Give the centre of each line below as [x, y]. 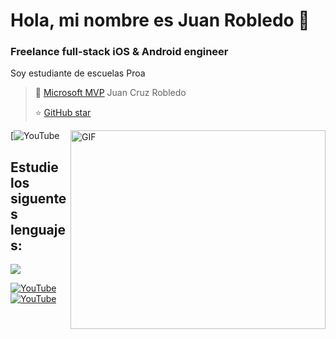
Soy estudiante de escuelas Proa [78, 73]
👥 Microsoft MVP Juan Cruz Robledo [110, 93]
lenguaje [38, 229]
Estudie [34, 167]
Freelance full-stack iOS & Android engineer [119, 52]
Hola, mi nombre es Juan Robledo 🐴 [160, 20]
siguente [38, 198]
